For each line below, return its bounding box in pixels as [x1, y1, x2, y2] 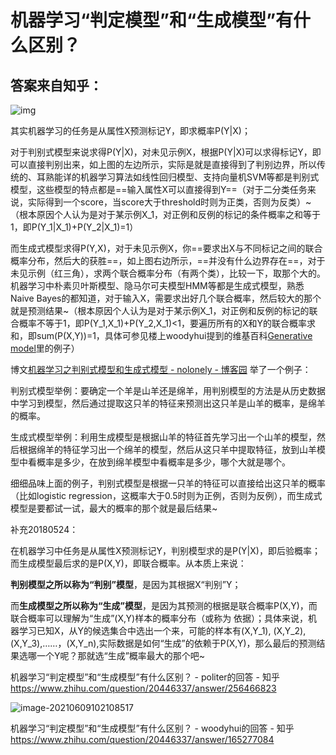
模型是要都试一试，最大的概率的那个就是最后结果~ [10, 502, 218, 514]
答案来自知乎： [10, 77, 103, 94]
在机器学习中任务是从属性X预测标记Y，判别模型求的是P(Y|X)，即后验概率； [10, 545, 321, 556]
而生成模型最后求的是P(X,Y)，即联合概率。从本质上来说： [10, 557, 247, 569]
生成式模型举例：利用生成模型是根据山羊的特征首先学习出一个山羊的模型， [10, 431, 317, 443]
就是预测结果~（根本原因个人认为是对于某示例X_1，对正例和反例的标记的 [10, 305, 310, 316]
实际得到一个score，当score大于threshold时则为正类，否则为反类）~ [27, 196, 312, 208]
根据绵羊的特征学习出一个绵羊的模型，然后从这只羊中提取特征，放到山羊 [18, 444, 317, 455]
